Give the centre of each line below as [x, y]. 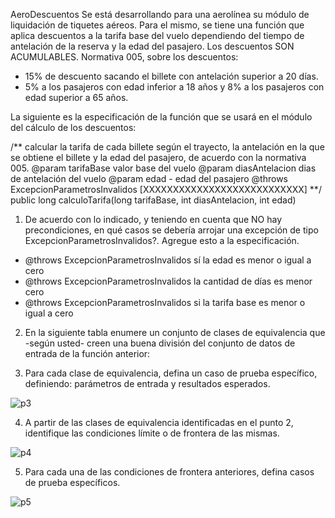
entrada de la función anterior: [87, 353]
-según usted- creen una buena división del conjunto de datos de [160, 343]
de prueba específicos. [72, 482]
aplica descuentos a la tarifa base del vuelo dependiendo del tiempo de [157, 35]
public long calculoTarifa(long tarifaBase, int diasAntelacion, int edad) [153, 200]
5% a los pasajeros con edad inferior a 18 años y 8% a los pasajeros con [174, 87]
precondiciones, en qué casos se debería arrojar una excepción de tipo [171, 230]
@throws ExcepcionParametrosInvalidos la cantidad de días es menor [168, 281]
